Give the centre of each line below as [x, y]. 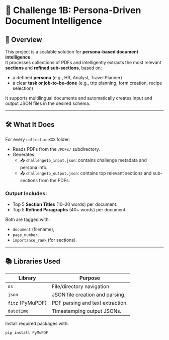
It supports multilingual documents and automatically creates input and [79, 98]
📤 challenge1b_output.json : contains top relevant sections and [86, 173]
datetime [18, 311]
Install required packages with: [37, 323]
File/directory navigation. [81, 286]
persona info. [34, 167]
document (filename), [33, 230]
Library [27, 278]
